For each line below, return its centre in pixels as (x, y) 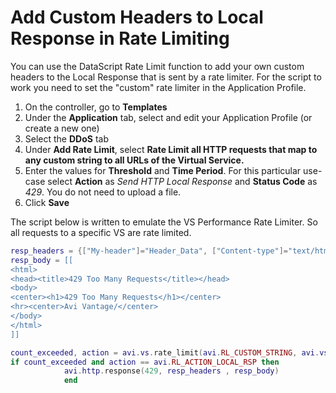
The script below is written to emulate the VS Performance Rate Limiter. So (164, 222)
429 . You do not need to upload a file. (103, 192)
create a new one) (62, 128)
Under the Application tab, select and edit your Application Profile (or (168, 117)
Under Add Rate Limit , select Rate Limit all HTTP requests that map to (171, 149)
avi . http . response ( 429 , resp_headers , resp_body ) (171, 371)
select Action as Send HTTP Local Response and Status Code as (182, 181)
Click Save (47, 202)
